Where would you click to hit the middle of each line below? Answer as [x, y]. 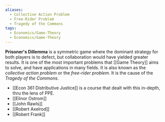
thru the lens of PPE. [33, 93]
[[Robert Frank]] [29, 114]
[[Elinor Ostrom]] [29, 98]
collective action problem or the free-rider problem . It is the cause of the [79, 73]
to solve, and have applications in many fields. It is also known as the [76, 67]
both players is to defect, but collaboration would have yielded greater [77, 57]
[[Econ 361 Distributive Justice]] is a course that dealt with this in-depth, [86, 88]
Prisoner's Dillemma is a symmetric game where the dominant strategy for [82, 52]
